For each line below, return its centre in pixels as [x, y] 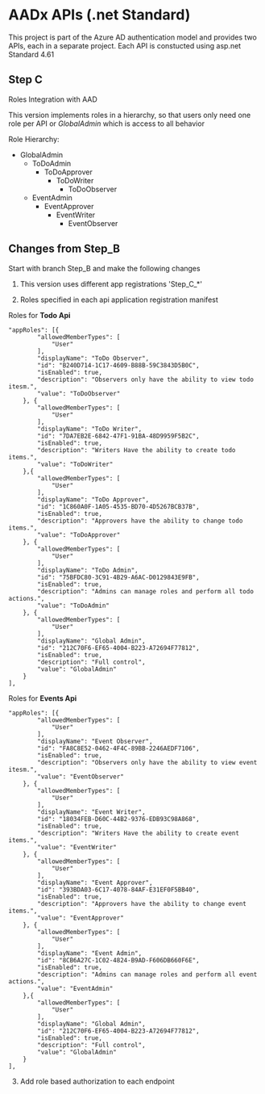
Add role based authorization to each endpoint [97, 1081]
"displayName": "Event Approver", [95, 882]
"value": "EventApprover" [81, 918]
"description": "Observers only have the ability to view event [147, 762]
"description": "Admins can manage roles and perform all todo [145, 591]
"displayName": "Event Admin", [90, 953]
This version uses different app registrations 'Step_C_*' [111, 283]
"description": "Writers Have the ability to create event [139, 833]
